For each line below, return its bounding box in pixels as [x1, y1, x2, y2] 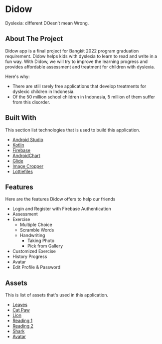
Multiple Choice [19, 221, 52, 228]
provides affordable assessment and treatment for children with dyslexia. [5, 63, 156, 69]
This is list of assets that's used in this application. [5, 292, 109, 298]
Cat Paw [12, 307, 30, 313]
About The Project [5, 34, 63, 43]
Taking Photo [27, 237, 55, 243]
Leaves [12, 301, 27, 308]
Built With [5, 113, 36, 122]
